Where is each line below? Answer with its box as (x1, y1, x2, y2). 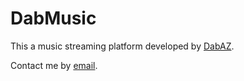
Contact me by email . (10, 59, 98, 71)
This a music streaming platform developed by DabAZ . (10, 40, 235, 52)
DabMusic (10, 7, 97, 30)
